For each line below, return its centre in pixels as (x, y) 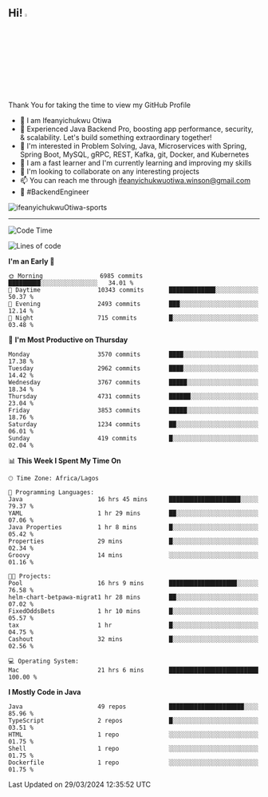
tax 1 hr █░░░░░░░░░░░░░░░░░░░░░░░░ (134, 625)
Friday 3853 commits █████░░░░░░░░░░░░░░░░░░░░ (134, 410)
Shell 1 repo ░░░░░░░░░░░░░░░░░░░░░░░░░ (134, 748)
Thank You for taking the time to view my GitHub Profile (100, 105)
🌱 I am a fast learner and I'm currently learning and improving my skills (136, 162)
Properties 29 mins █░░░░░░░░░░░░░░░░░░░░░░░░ (134, 541)
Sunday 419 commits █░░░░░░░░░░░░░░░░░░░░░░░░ (134, 438)
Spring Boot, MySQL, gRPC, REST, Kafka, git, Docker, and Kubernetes (134, 154)
